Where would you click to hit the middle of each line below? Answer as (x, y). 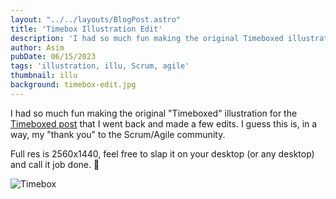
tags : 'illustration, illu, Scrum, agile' (100, 66)
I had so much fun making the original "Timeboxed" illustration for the (154, 113)
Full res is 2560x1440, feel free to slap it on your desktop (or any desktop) (162, 153)
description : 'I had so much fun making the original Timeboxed (147, 38)
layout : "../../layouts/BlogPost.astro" (96, 19)
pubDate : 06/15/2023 (53, 57)
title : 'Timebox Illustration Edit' (86, 29)
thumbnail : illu (44, 76)
